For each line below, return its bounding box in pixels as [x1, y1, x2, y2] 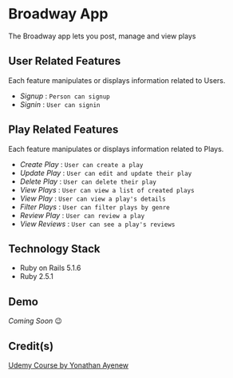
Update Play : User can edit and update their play [19, 168, 192, 177]
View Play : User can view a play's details [19, 193, 166, 203]
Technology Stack [8, 241, 101, 256]
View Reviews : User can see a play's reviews [19, 219, 176, 229]
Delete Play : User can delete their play [19, 177, 157, 186]
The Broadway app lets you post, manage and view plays [8, 31, 196, 41]
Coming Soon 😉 [8, 316, 62, 326]
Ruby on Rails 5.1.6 [19, 263, 81, 273]
